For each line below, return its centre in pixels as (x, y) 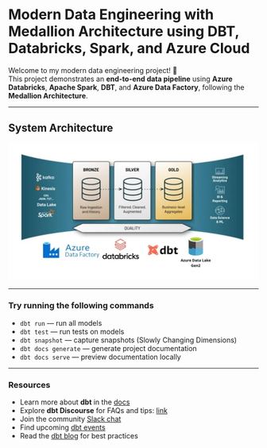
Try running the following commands (81, 306)
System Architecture (61, 128)
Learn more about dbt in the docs (75, 402)
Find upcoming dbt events (62, 427)
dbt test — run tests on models (72, 331)
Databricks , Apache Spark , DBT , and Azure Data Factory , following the (126, 87)
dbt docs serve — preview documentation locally (100, 357)
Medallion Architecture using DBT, (124, 31)
